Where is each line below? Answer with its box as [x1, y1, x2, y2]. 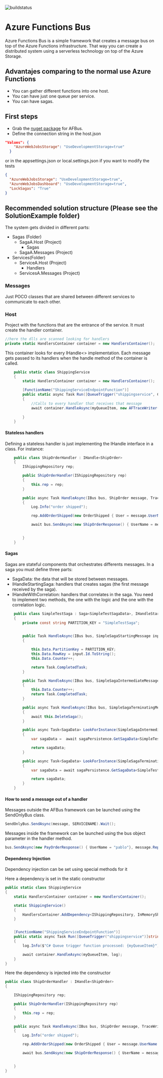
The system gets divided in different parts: [5, 225, 90, 231]
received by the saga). [12, 586, 57, 592]
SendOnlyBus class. [5, 812, 45, 818]
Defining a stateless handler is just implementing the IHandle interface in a [5, 441, 154, 446]
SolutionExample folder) [5, 212, 80, 220]
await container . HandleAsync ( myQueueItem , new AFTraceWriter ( [31, 405, 160, 410]
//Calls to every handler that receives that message [31, 401, 142, 406]
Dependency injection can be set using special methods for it [5, 866, 128, 872]
